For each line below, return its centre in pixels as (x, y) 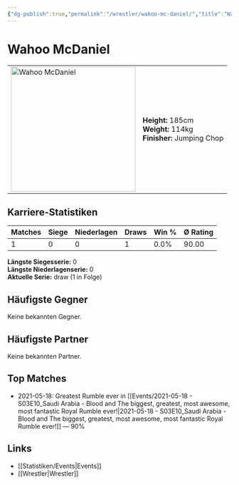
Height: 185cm (168, 120)
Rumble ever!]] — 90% (51, 426)
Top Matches (37, 379)
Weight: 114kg (168, 129)
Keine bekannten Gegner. (44, 317)
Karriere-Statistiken (53, 212)
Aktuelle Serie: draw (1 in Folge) (55, 277)
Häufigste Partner (48, 339)
